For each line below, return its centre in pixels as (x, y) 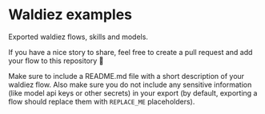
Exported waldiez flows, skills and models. (78, 37)
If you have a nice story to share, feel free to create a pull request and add (130, 52)
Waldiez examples (70, 15)
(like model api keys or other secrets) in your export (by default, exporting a (133, 92)
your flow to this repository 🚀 (56, 61)
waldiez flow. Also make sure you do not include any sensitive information (130, 85)
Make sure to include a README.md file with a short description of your (126, 76)
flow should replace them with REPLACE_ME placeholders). (102, 101)
